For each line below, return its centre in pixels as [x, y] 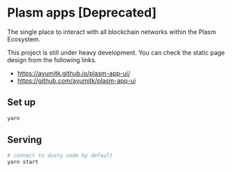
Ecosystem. [24, 39]
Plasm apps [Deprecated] [82, 13]
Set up [21, 103]
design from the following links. [52, 59]
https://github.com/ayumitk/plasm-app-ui [77, 80]
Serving [25, 140]
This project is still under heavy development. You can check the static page [116, 52]
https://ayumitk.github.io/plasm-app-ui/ [73, 73]
